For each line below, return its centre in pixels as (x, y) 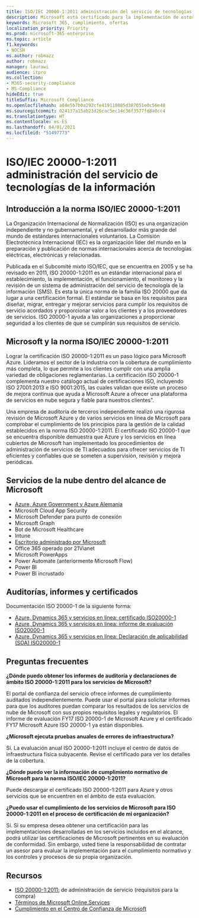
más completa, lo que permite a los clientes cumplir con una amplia (88, 369)
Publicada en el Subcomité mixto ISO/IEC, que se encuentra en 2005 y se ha (99, 266)
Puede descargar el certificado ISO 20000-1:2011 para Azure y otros (89, 790)
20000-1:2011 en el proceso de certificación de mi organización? (88, 814)
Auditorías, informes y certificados (72, 592)
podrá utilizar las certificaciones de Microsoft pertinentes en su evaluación (97, 838)
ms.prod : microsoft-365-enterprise (50, 34)
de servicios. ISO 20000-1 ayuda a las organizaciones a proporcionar (91, 316)
